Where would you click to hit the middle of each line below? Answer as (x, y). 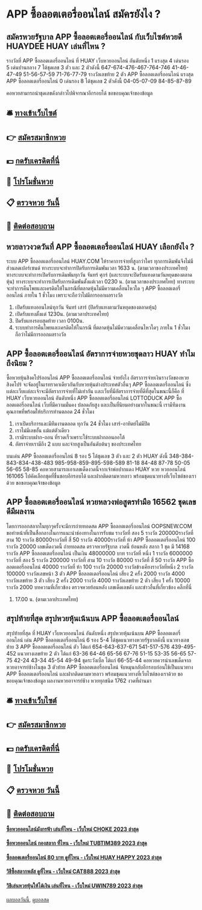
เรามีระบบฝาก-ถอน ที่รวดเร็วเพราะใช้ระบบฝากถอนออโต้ (70, 437)
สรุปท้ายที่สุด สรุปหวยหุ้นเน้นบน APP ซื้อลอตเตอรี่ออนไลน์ (93, 618)
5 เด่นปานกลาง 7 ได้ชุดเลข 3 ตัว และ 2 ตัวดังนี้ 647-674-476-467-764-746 (88, 67)
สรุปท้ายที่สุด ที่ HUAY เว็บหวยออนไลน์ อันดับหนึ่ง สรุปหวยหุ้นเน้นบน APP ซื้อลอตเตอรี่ (93, 633)
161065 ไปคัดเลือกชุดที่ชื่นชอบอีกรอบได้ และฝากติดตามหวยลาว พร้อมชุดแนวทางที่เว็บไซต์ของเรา (101, 476)
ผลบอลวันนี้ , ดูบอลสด (28, 899)
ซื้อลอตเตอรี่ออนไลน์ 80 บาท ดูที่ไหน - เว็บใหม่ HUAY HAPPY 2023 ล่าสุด (84, 857)
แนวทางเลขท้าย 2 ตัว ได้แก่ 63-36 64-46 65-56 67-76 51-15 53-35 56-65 (102, 653)
